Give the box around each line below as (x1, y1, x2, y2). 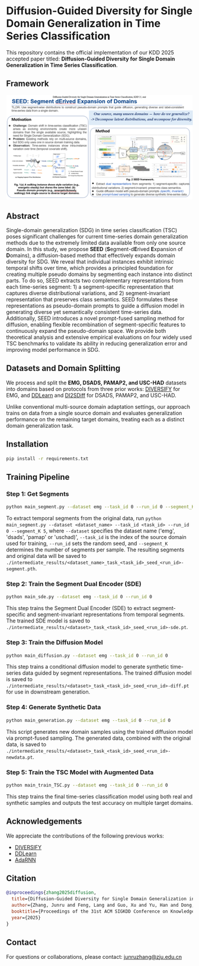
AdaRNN (14, 856, 36, 863)
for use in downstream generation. (6, 688, 91, 695)
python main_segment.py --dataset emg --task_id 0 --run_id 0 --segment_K (6, 504, 195, 510)
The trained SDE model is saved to (6, 617, 91, 624)
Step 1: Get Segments (6, 490, 69, 498)
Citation (6, 874, 37, 884)
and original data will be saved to (6, 553, 87, 560)
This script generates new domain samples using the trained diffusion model (6, 728, 193, 735)
